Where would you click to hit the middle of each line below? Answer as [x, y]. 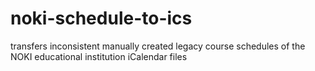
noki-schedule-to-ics [101, 18]
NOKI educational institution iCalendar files [99, 56]
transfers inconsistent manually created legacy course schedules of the [158, 46]
